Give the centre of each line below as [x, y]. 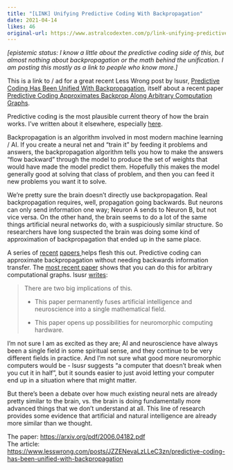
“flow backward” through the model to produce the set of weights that [107, 160]
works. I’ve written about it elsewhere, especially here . [85, 124]
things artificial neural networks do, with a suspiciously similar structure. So [115, 225]
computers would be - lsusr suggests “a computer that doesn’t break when [114, 366]
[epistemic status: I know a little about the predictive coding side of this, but [115, 53]
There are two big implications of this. [78, 288]
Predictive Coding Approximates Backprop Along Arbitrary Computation [110, 96]
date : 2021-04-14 [32, 20]
